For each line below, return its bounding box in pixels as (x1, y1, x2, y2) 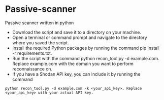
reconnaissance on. (12, 66, 53, 72)
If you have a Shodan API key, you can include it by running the (12, 71, 141, 77)
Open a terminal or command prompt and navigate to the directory (12, 34, 147, 40)
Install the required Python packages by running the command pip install (12, 45, 160, 51)
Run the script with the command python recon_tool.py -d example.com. (12, 55, 159, 61)
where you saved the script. (12, 39, 69, 45)
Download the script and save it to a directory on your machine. (12, 29, 141, 35)
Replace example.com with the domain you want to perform (12, 61, 134, 67)
